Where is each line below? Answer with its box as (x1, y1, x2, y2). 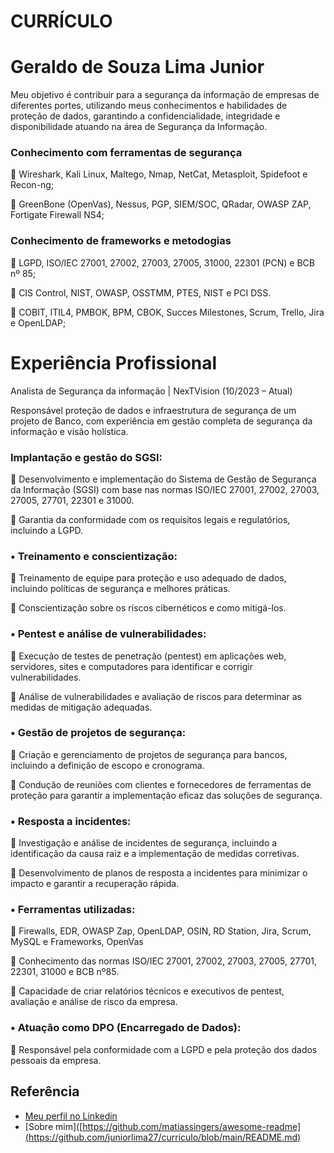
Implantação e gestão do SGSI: (10, 450, 163, 464)
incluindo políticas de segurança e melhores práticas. (10, 583, 231, 595)
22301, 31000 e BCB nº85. (10, 966, 120, 978)
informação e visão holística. (10, 425, 129, 437)
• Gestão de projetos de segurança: (10, 726, 187, 740)
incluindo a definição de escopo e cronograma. (10, 759, 205, 771)
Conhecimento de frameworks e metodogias (10, 234, 232, 248)
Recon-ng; (10, 179, 55, 191)
